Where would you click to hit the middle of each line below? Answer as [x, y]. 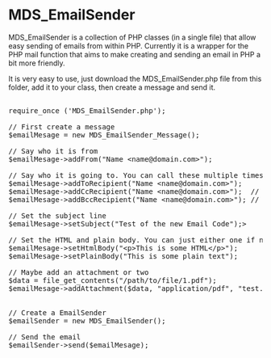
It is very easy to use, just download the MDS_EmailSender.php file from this [135, 78]
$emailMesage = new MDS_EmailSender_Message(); [104, 135]
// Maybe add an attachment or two [79, 272]
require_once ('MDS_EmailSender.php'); [87, 110]
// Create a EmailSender [57, 312]
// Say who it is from [53, 151]
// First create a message [62, 126]
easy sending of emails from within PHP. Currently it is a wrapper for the [128, 45]
